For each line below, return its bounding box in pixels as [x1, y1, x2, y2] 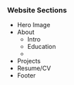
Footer [16, 71, 36, 80]
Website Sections [7, 5, 67, 15]
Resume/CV [16, 64, 51, 73]
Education [27, 43, 56, 51]
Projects [16, 57, 41, 65]
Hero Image [16, 21, 51, 29]
